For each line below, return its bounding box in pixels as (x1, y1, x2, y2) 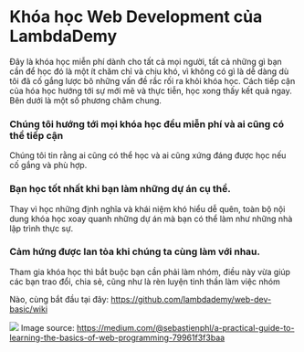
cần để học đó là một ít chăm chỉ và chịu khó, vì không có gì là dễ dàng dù (9, 66, 289, 77)
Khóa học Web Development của (9, 6, 263, 27)
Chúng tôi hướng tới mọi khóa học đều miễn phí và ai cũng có (9, 117, 285, 130)
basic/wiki (9, 304, 48, 315)
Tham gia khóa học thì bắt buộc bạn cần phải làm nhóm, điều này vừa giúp (9, 266, 290, 277)
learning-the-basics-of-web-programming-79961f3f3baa (9, 332, 225, 343)
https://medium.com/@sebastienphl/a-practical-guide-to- (76, 322, 295, 333)
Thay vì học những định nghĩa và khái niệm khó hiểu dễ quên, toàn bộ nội (9, 203, 286, 214)
